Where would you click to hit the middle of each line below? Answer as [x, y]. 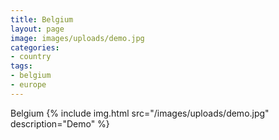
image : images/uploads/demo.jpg [77, 38]
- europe [28, 85]
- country [31, 57]
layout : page [37, 29]
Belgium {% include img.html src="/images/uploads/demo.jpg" [140, 113]
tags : [21, 66]
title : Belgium [42, 19]
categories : [35, 47]
